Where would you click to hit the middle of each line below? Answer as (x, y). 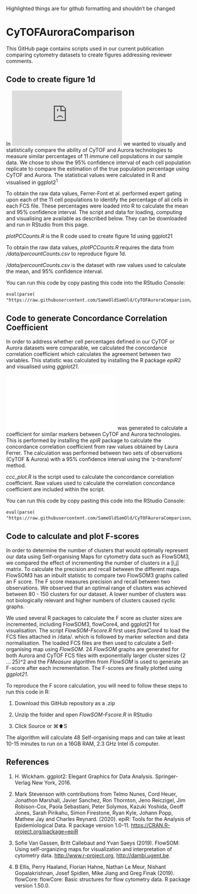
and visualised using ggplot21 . (43, 366)
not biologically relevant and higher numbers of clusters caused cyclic (91, 601)
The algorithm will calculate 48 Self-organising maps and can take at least (96, 738)
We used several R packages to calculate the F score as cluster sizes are (94, 618)
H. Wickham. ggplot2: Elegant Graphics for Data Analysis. (84, 776)
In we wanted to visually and (96, 144)
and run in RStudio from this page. (47, 225)
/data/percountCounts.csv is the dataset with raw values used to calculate (96, 265)
